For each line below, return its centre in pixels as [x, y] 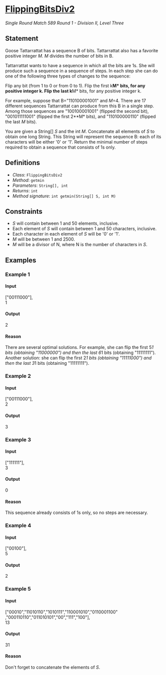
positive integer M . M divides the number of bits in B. [59, 56]
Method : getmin [28, 180]
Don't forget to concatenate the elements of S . [53, 668]
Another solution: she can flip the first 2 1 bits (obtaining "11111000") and [79, 358]
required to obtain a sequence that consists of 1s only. [60, 147]
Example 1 [18, 274]
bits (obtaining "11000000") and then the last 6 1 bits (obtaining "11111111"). [81, 353]
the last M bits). [21, 122]
